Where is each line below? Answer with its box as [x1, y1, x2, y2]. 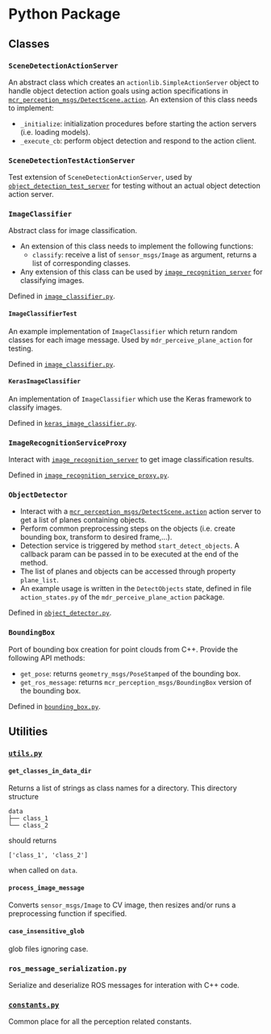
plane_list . [19, 575, 59, 585]
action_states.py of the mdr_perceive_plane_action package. [19, 592, 225, 602]
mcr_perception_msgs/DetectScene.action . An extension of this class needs [8, 94, 258, 104]
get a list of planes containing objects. [19, 515, 148, 525]
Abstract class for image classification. [8, 226, 138, 236]
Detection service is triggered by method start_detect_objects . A [19, 541, 240, 551]
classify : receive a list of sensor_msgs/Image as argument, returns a [31, 250, 257, 260]
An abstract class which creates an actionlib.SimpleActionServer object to [8, 77, 260, 87]
